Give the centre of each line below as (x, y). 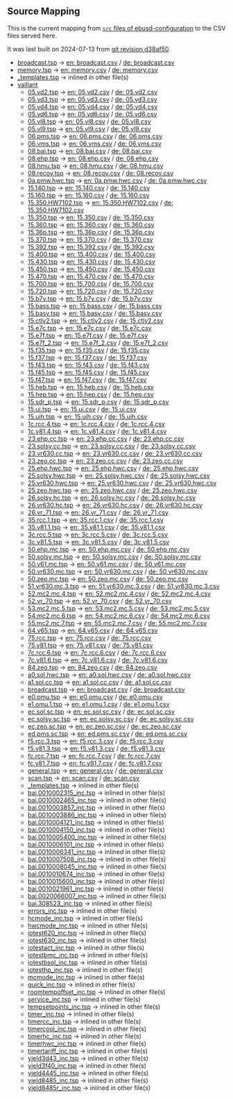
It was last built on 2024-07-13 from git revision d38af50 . (89, 49)
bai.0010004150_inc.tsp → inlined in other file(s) (96, 830)
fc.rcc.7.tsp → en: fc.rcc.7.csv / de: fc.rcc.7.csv (94, 755)
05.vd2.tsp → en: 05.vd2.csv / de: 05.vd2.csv (93, 92)
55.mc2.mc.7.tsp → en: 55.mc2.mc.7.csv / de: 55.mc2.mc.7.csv (117, 623)
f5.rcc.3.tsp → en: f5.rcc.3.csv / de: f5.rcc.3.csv (96, 741)
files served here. (32, 35)
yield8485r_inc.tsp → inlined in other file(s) (89, 1088)
